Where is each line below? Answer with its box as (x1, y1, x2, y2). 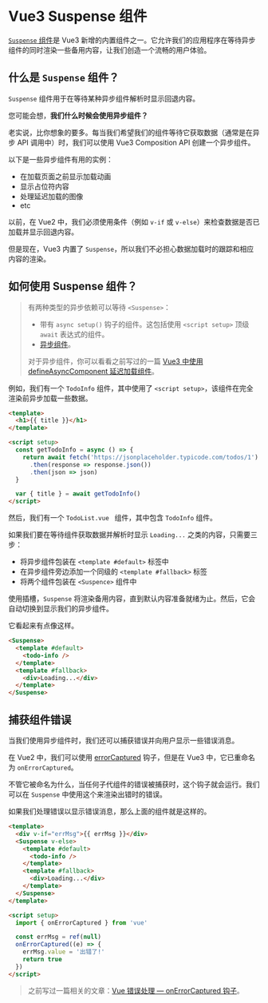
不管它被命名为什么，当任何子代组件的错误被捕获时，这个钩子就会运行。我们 (8, 780, 260, 789)
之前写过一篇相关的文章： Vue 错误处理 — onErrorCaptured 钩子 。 (27, 985, 245, 995)
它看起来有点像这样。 (8, 621, 78, 631)
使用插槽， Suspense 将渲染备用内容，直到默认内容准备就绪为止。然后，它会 (8, 594, 256, 603)
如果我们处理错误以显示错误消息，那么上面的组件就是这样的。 (8, 806, 211, 816)
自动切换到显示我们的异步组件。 (8, 604, 113, 614)
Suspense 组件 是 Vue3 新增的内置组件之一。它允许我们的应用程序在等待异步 (8, 35, 256, 45)
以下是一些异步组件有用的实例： (8, 154, 113, 164)
